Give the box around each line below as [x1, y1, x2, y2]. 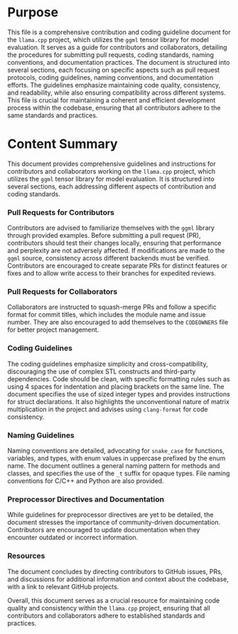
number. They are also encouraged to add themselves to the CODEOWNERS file [7, 318, 229, 327]
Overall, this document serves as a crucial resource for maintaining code [7, 596, 220, 605]
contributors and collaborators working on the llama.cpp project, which [7, 167, 215, 175]
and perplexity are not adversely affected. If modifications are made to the [7, 246, 225, 255]
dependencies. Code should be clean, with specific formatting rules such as [7, 374, 231, 383]
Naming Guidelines [7, 430, 75, 440]
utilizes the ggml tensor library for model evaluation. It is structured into [7, 174, 215, 183]
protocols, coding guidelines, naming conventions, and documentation [7, 73, 214, 82]
